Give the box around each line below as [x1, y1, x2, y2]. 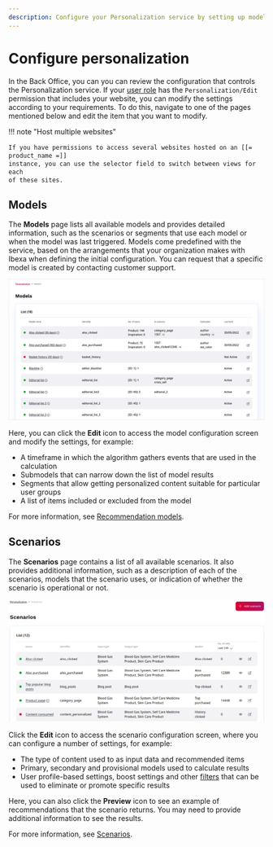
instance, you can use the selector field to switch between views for [8, 160, 256, 168]
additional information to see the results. [8, 814, 144, 823]
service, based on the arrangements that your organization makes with [8, 245, 245, 256]
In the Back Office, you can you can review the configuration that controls [8, 76, 256, 86]
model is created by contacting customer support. [8, 263, 176, 273]
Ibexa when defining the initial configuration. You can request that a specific [8, 254, 263, 264]
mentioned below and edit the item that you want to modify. [8, 111, 208, 121]
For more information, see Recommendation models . [8, 511, 184, 521]
